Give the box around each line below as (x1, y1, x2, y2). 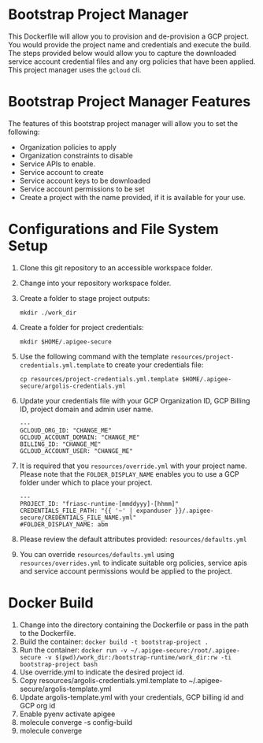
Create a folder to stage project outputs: (19, 293, 150, 303)
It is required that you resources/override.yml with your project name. (19, 461, 247, 470)
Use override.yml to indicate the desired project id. (19, 667, 185, 677)
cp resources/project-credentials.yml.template (19, 375, 179, 383)
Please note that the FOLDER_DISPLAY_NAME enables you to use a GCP (19, 469, 240, 478)
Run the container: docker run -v (19, 645, 128, 655)
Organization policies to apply (19, 142, 117, 151)
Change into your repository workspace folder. (19, 278, 172, 288)
